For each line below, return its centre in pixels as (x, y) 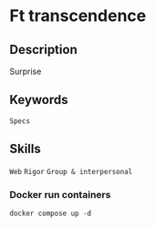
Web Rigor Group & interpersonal (71, 171)
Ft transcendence (78, 16)
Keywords (39, 100)
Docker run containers (60, 194)
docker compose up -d (51, 213)
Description (43, 50)
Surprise (26, 71)
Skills (25, 149)
